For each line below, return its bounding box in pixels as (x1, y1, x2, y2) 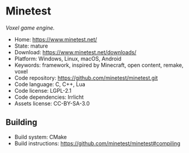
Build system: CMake (14, 133, 67, 140)
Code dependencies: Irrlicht (14, 93, 84, 101)
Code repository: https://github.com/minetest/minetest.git (14, 74, 158, 81)
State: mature (14, 42, 49, 49)
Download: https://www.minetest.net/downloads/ (14, 48, 137, 55)
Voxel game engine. (5, 24, 55, 31)
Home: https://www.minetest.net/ (14, 36, 98, 43)
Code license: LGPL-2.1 (14, 87, 72, 94)
